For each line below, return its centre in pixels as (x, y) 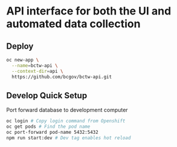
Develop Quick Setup (47, 95)
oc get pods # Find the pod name (48, 127)
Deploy (20, 46)
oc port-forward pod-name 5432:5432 (52, 133)
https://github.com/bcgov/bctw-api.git (62, 77)
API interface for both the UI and (89, 11)
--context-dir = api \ (37, 71)
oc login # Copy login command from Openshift (66, 121)
